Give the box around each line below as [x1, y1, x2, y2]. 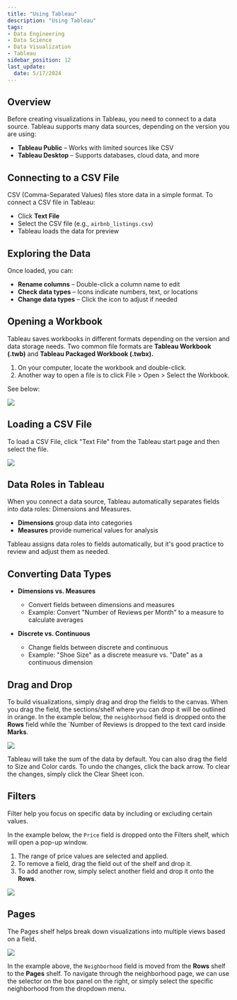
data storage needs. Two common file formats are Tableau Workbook [7, 342, 212, 350]
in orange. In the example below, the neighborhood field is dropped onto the [7, 713, 226, 721]
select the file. [7, 445, 49, 453]
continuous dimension [28, 658, 93, 667]
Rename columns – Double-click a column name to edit [17, 279, 180, 288]
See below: [7, 384, 40, 393]
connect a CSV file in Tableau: [7, 198, 96, 206]
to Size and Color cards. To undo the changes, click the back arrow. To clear [7, 762, 230, 770]
